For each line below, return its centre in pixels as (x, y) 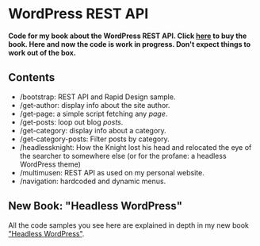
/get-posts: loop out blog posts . (71, 122)
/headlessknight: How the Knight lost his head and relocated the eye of (136, 147)
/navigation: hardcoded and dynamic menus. (93, 181)
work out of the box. (42, 52)
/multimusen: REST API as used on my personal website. (112, 172)
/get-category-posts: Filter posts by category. (94, 139)
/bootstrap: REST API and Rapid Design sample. (97, 97)
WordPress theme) (50, 164)
